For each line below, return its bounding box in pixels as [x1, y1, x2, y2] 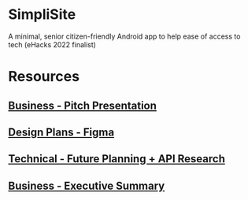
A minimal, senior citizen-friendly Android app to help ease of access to [8, 31, 241, 41]
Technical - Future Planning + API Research [8, 152, 226, 166]
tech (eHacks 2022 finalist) [8, 39, 97, 49]
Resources [8, 68, 80, 86]
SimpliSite [8, 6, 76, 24]
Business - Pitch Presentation [8, 98, 157, 112]
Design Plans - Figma [8, 125, 115, 139]
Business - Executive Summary [8, 179, 165, 192]
